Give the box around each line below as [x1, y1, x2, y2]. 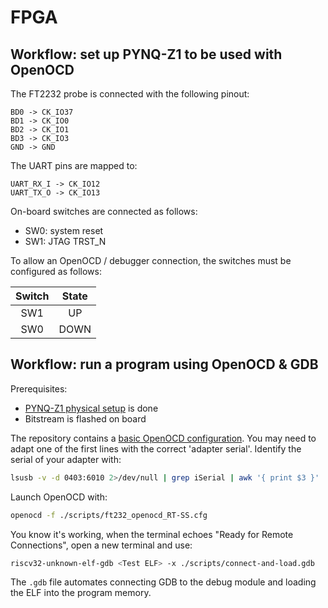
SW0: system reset [24, 225, 104, 236]
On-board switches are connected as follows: [10, 206, 198, 217]
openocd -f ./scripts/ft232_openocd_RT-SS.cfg [10, 510, 208, 520]
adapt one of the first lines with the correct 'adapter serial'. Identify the [10, 442, 302, 455]
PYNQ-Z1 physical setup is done [24, 402, 159, 414]
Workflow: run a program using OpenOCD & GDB [10, 356, 319, 373]
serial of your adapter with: [10, 453, 122, 465]
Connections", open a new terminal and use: [10, 539, 193, 551]
